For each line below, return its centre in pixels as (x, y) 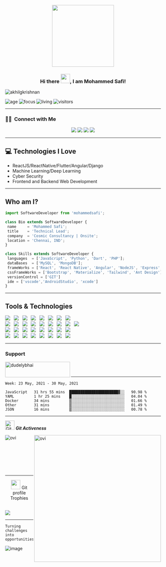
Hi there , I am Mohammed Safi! (83, 81)
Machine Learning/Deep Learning (46, 171)
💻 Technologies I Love (41, 151)
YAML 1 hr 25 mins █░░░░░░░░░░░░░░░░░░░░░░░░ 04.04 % (76, 397)
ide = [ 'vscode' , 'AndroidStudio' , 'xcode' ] (53, 282)
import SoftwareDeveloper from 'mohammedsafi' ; (55, 213)
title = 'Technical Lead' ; (38, 231)
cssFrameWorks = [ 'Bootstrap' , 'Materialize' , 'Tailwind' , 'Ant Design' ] (85, 272)
